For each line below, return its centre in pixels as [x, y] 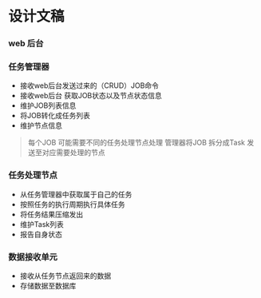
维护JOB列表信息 [48, 105]
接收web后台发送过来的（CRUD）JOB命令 [89, 85]
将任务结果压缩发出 [51, 214]
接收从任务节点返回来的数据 [65, 276]
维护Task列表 [42, 224]
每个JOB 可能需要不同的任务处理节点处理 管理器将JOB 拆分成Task [136, 143]
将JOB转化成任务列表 [55, 116]
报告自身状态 [41, 234]
